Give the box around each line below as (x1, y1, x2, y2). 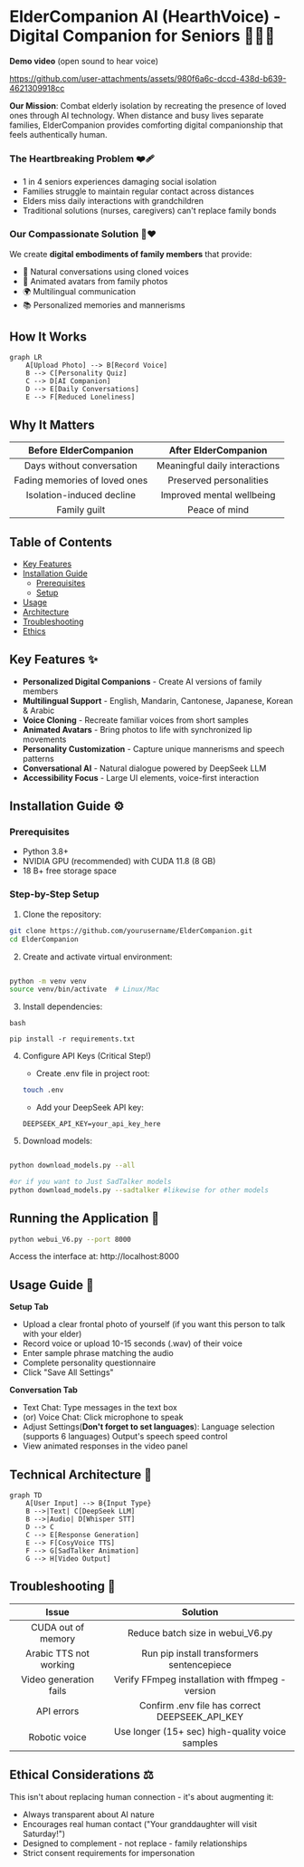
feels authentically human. (9, 129, 108, 140)
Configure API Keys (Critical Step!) (22, 1051, 152, 1062)
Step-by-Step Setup (9, 888, 100, 900)
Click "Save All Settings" (22, 1367, 115, 1378)
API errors (35, 1705, 80, 1718)
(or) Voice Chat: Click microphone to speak (22, 1411, 184, 1423)
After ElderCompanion (168, 444, 268, 457)
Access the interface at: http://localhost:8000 (9, 1251, 179, 1262)
